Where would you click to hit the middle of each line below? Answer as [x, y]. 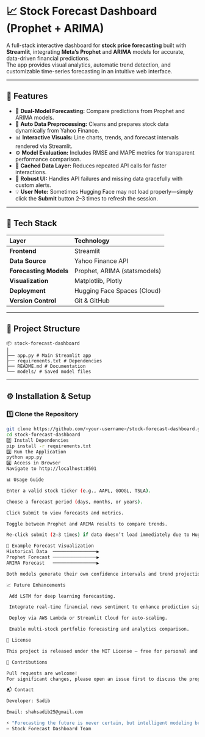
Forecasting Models [39, 271]
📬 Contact [20, 690]
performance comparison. [48, 159]
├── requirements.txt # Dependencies [54, 361]
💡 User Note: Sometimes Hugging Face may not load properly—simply [104, 191]
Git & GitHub [92, 301]
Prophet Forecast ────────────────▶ [53, 557]
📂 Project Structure [43, 328]
